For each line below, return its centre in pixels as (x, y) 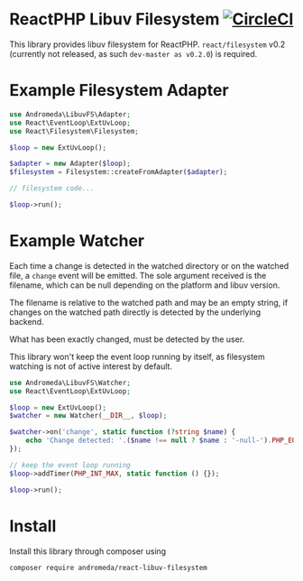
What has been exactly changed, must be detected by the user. (127, 339)
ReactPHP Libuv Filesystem (115, 19)
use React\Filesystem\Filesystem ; (74, 131)
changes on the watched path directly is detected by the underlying (135, 312)
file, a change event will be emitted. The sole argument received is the (138, 275)
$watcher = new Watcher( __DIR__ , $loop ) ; (88, 416)
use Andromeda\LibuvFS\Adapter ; (70, 114)
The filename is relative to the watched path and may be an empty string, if (149, 302)
